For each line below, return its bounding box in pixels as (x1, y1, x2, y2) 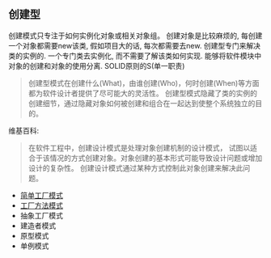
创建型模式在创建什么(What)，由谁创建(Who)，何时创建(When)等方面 (28, 78, 260, 87)
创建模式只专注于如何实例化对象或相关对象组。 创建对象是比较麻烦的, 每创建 (8, 31, 263, 40)
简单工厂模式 (19, 190, 63, 200)
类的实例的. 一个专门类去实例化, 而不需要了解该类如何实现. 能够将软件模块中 (8, 51, 261, 61)
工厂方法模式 (19, 201, 63, 210)
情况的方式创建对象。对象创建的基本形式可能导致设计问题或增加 (49, 153, 263, 163)
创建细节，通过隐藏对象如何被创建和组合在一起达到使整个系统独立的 (28, 98, 256, 108)
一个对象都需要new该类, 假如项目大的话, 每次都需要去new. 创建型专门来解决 (8, 40, 261, 50)
